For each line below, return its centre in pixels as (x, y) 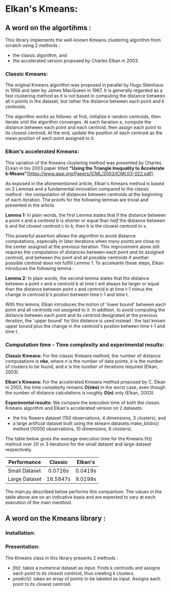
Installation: (20, 533)
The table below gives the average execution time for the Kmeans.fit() (79, 438)
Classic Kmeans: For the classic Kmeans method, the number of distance (83, 356)
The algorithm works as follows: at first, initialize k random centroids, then (83, 117)
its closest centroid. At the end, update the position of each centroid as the (84, 133)
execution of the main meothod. (39, 502)
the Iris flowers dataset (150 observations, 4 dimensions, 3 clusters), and (89, 418)
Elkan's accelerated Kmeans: (42, 152)
